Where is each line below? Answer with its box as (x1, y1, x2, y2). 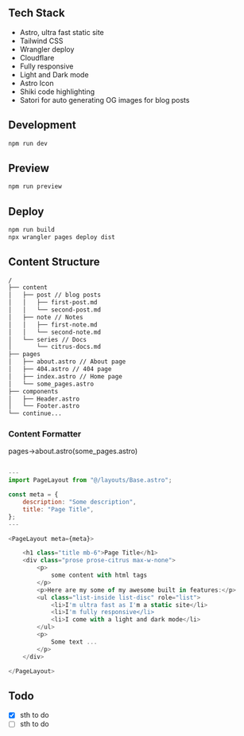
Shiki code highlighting (19, 87, 95, 96)
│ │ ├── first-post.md (8, 299, 98, 307)
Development (8, 119, 77, 132)
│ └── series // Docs (8, 335, 87, 343)
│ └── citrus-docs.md (8, 343, 102, 351)
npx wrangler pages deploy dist (8, 233, 115, 241)
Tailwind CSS (19, 36, 64, 45)
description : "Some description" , (22, 498, 137, 507)
